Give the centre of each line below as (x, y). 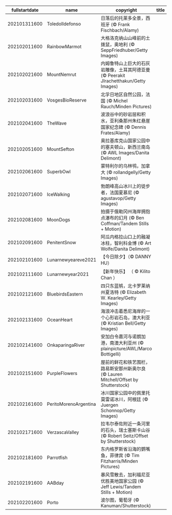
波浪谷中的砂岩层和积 (123, 114)
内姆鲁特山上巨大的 (121, 63)
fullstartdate (25, 10)
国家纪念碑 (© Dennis (123, 127)
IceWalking (58, 194)
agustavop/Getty (119, 198)
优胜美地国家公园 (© (122, 481)
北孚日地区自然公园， (123, 94)
